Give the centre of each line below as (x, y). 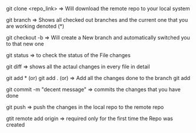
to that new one (25, 44)
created (16, 125)
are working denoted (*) (35, 26)
